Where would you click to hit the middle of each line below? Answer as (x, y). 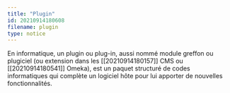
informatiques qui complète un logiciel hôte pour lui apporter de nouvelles (115, 76)
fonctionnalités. (30, 83)
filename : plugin (33, 27)
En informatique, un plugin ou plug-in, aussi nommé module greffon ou (110, 54)
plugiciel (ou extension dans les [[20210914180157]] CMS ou (96, 61)
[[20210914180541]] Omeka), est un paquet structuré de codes (99, 68)
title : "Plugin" (31, 14)
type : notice (27, 33)
